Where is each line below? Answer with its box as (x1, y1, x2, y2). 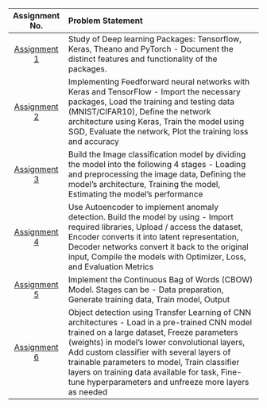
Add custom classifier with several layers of (68, 347, 231, 357)
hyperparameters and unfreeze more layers (87, 377, 250, 387)
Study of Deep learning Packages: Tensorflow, (68, 33, 242, 45)
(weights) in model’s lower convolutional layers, (68, 337, 246, 348)
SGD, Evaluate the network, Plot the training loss (68, 126, 249, 137)
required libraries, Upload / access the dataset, (68, 222, 243, 232)
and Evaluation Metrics (68, 262, 154, 272)
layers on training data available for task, (68, 367, 219, 377)
